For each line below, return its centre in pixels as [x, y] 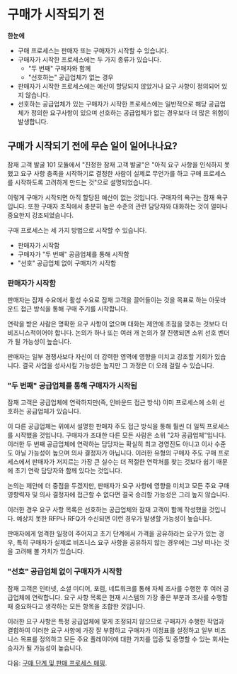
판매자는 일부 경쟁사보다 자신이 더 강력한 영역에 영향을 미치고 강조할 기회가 [110, 357]
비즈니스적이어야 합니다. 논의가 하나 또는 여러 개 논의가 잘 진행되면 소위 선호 [112, 333]
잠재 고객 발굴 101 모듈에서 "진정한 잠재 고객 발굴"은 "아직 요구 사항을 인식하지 [115, 165]
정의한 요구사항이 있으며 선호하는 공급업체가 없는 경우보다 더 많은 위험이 [130, 112]
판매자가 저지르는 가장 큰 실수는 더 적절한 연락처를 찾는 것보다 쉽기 [123, 462]
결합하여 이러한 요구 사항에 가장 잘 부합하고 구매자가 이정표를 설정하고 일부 [110, 630]
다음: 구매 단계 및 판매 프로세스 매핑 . [57, 663]
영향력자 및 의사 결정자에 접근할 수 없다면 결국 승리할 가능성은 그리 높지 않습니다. [118, 495]
